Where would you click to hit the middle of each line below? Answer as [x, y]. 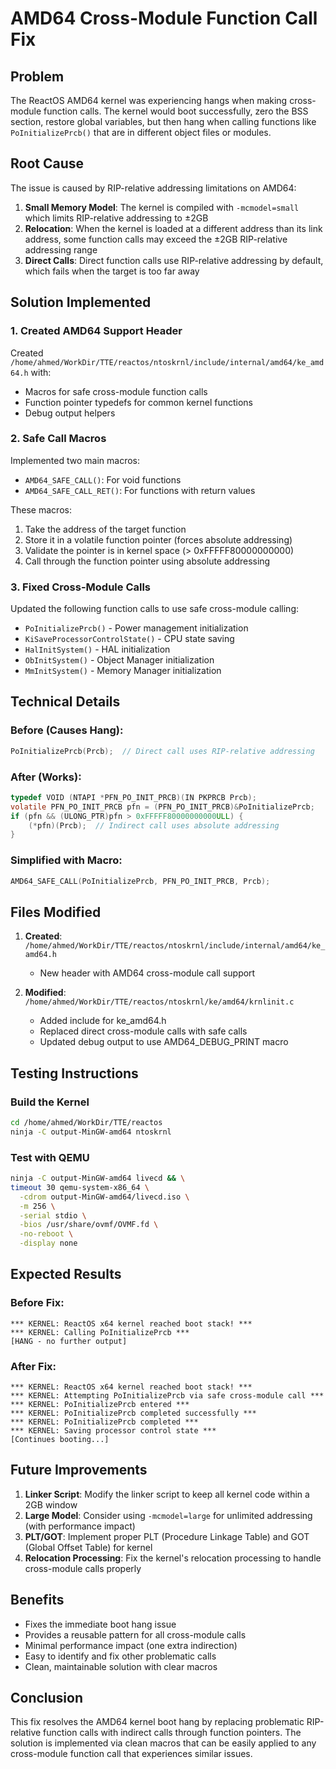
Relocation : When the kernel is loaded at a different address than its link [173, 228]
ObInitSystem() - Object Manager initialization [119, 660]
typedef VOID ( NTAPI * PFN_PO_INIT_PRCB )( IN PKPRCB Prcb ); [133, 797]
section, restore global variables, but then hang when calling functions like [163, 121]
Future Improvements [79, 1470]
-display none [48, 1243]
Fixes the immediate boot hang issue [100, 1624]
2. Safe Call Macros [58, 439]
